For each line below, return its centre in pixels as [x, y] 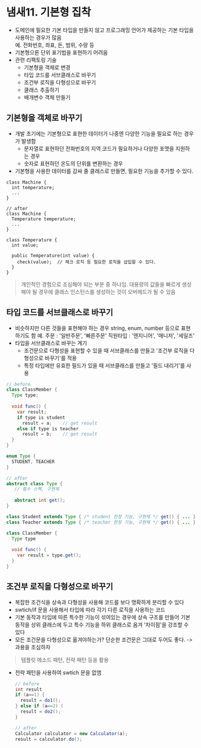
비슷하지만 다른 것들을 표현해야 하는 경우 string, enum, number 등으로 [97, 328]
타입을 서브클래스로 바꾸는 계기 [51, 343]
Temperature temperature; [44, 219]
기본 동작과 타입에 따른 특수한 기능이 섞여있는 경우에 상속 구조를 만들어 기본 [103, 617]
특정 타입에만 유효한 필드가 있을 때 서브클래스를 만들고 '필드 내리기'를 [104, 365]
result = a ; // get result [60, 423]
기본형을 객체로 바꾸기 [44, 118]
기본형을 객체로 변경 [47, 67]
